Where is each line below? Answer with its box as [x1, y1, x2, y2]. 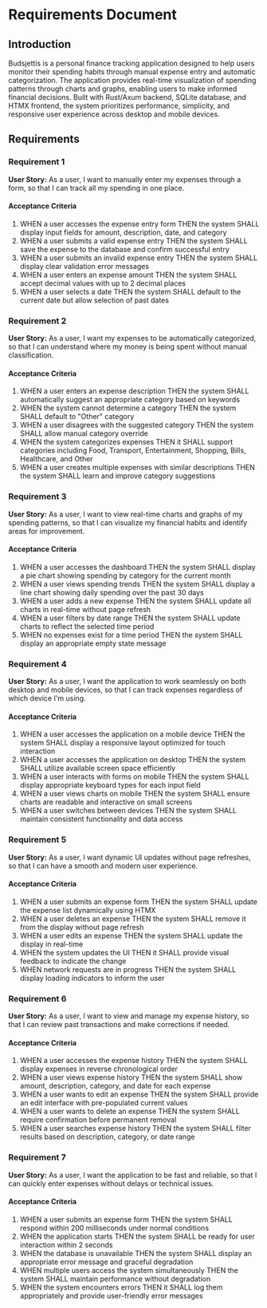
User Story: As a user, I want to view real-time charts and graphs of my [8, 509, 243, 519]
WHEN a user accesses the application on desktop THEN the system [19, 755, 245, 765]
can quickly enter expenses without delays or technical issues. [8, 1179, 214, 1188]
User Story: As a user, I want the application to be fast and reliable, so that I [8, 1170, 257, 1180]
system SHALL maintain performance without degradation [19, 1274, 211, 1283]
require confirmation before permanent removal [19, 1115, 177, 1124]
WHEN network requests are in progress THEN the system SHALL [19, 964, 237, 974]
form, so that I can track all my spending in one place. [8, 183, 185, 192]
